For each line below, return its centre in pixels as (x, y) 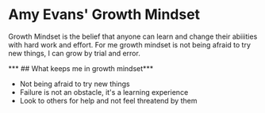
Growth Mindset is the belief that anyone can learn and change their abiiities (133, 36)
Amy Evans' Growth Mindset (104, 15)
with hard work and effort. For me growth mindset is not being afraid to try (130, 44)
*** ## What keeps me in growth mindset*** (81, 68)
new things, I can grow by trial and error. (74, 53)
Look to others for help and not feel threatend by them (108, 100)
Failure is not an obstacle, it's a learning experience (104, 92)
